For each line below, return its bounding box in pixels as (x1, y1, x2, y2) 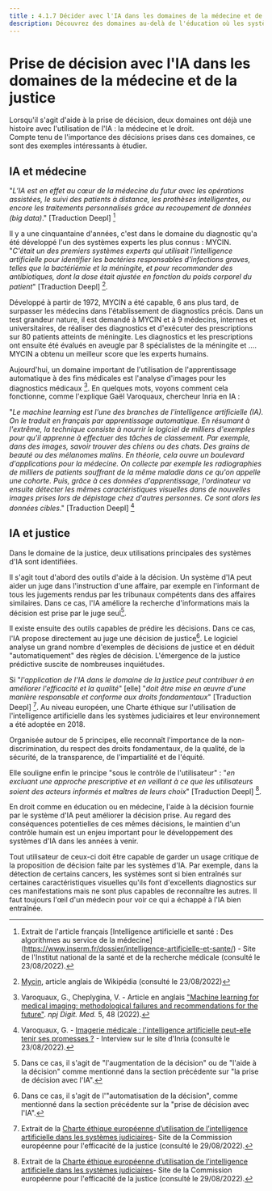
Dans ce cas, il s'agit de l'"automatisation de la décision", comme (20, 1091, 239, 1100)
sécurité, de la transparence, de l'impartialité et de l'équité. (9, 752, 205, 762)
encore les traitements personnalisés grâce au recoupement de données (9, 203, 252, 213)
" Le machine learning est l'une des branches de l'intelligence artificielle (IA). (9, 408, 264, 417)
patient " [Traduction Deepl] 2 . (9, 280, 108, 291)
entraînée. (9, 903, 44, 914)
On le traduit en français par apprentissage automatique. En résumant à (9, 416, 250, 425)
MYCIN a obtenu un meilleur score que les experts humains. (9, 348, 209, 358)
